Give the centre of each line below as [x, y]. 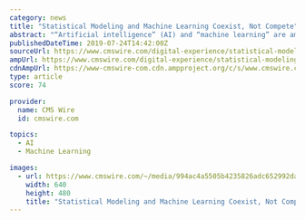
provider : [28, 101]
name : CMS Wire [46, 110]
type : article [36, 77]
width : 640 [46, 185]
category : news [38, 18]
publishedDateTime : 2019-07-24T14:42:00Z [89, 43]
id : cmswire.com [48, 119]
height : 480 [48, 193]
